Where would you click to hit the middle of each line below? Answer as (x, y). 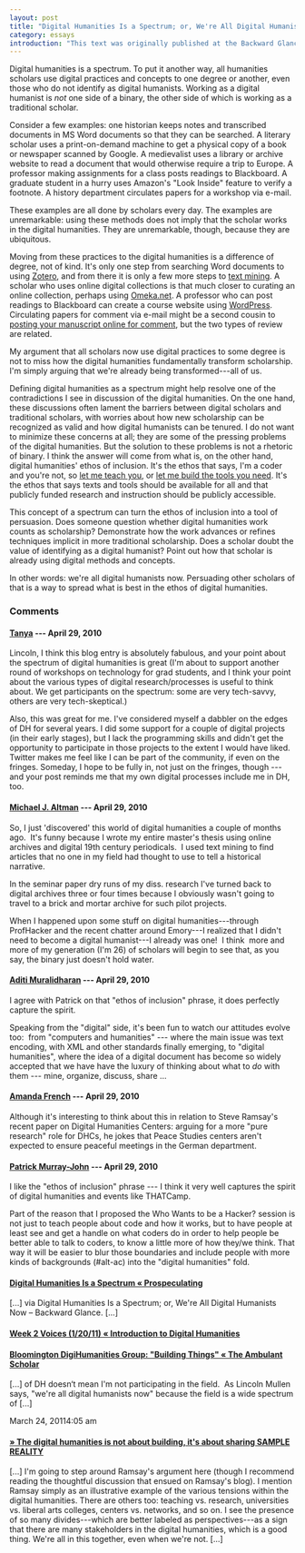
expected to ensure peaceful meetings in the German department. (133, 1145)
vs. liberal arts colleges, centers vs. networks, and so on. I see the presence (152, 1510)
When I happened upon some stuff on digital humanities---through (134, 920)
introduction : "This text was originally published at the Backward (142, 43)
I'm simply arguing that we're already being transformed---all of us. (136, 371)
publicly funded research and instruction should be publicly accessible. (143, 495)
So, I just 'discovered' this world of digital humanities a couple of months (145, 827)
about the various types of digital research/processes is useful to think (142, 682)
